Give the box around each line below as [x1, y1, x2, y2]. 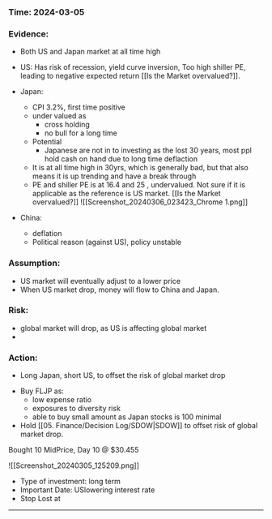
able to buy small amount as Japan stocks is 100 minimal [32, 412, 222, 422]
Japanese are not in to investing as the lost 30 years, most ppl [44, 145, 253, 156]
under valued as [32, 111, 87, 121]
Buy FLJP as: [19, 386, 65, 396]
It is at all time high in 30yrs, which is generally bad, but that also [32, 163, 249, 173]
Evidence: [8, 28, 49, 39]
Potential [32, 137, 62, 147]
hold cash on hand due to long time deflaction [44, 154, 198, 164]
